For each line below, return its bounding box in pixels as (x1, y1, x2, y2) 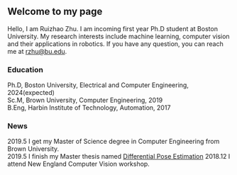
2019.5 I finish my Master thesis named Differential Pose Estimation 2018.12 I (7, 152, 231, 161)
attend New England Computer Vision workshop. (7, 159, 150, 169)
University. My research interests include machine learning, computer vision (7, 32, 230, 40)
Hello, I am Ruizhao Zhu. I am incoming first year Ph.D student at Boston (7, 24, 219, 33)
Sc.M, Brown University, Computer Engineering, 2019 (7, 96, 163, 105)
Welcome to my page (7, 6, 103, 18)
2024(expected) (7, 89, 55, 97)
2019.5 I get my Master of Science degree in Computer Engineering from (7, 137, 220, 146)
